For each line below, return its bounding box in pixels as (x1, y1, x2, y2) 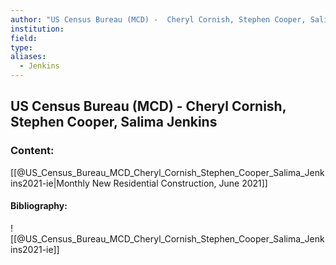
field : (10, 33, 38, 43)
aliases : (10, 52, 47, 62)
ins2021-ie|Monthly (10, 177, 90, 189)
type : (10, 42, 33, 53)
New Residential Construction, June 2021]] (91, 177, 268, 189)
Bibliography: (10, 200, 68, 212)
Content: (10, 144, 55, 158)
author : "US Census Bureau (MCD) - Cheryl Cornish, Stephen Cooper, (10, 14, 307, 25)
